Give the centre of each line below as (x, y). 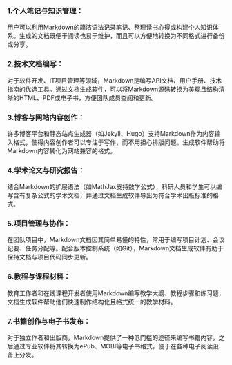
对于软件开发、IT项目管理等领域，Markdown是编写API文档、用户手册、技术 (115, 80)
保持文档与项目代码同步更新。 (49, 257)
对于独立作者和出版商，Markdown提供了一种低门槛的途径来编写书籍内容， (113, 338)
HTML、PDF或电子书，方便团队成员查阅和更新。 (88, 97)
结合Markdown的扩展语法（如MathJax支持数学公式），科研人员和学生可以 (112, 187)
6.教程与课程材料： (39, 277)
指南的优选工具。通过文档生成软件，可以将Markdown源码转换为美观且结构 (113, 89)
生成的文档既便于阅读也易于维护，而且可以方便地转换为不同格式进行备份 (122, 36)
